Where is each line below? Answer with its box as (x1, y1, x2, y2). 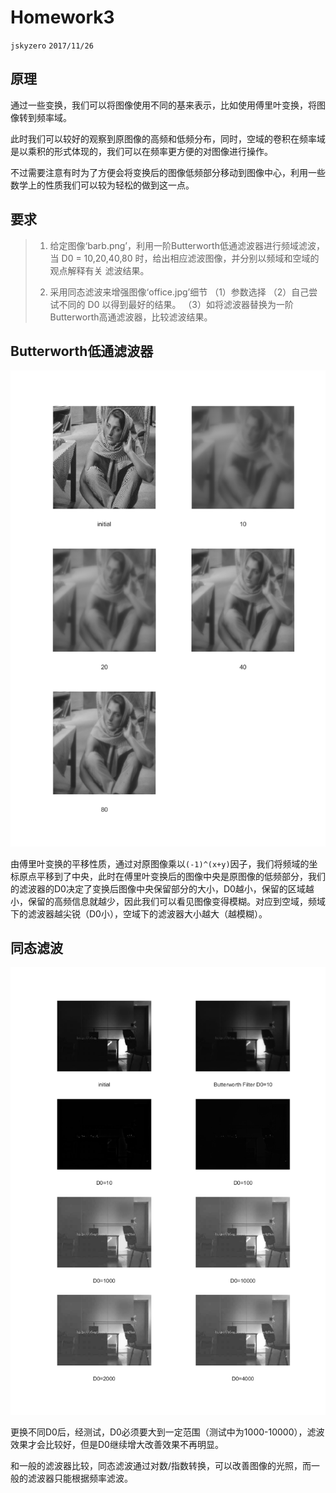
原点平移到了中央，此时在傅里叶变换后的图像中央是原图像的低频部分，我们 (18, 870, 326, 882)
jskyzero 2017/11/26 (10, 41, 94, 51)
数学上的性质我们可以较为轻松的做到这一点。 (10, 179, 195, 191)
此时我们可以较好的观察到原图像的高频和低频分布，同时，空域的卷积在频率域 (10, 132, 326, 145)
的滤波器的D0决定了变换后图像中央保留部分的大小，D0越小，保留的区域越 (10, 882, 315, 895)
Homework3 (10, 6, 115, 29)
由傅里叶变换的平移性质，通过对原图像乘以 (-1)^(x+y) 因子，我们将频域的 (10, 857, 310, 870)
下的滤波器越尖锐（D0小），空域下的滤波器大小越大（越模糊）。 (10, 907, 268, 920)
